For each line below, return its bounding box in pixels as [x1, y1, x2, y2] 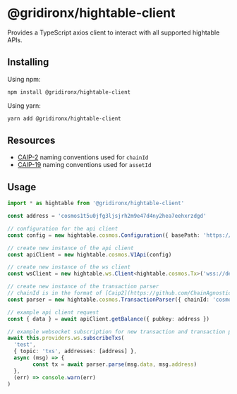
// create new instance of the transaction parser [7, 283, 159, 290]
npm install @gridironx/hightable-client [7, 88, 131, 96]
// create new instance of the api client [7, 245, 134, 252]
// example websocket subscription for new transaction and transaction [7, 328, 226, 335]
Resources [7, 134, 56, 146]
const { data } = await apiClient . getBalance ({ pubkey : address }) [7, 315, 210, 322]
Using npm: [7, 75, 41, 83]
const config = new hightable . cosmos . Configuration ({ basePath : [7, 231, 200, 239]
